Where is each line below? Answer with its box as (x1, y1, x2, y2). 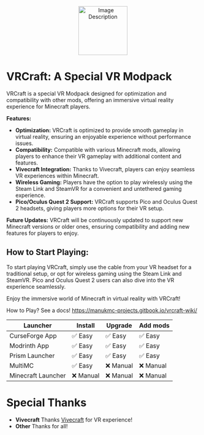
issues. (15, 139, 34, 147)
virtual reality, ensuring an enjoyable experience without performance (15, 133, 191, 140)
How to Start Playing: (6, 247, 89, 258)
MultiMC (9, 361, 34, 370)
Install (76, 321, 95, 330)
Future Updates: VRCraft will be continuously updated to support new (6, 216, 184, 223)
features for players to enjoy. (6, 229, 79, 237)
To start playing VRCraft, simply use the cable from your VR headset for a (6, 263, 192, 270)
